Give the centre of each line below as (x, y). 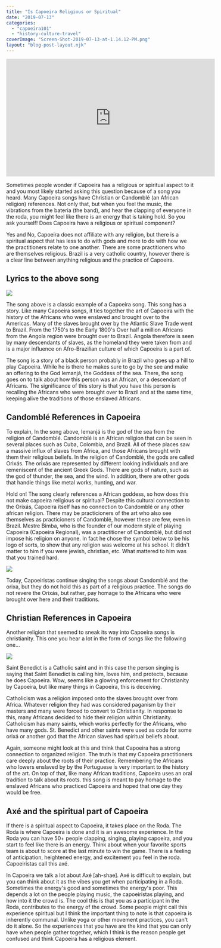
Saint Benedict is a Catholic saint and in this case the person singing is (93, 668)
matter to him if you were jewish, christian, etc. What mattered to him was (97, 551)
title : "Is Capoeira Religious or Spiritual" (63, 12)
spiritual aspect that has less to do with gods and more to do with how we (97, 241)
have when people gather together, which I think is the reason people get (96, 932)
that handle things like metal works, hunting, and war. (71, 482)
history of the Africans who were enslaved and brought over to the (88, 317)
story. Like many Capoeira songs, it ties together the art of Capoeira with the (100, 311)
